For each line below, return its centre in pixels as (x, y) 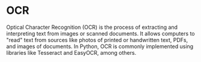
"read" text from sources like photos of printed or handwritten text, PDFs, (97, 40)
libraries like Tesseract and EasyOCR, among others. (71, 52)
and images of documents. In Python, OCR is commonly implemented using (100, 46)
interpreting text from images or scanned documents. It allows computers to (100, 33)
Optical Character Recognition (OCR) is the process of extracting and (92, 27)
